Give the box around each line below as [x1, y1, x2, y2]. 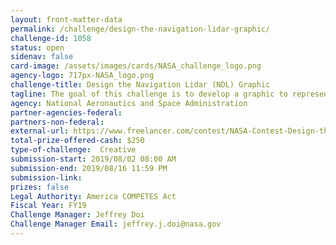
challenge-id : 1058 [10, 33, 92, 43]
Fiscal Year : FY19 [10, 201, 87, 211]
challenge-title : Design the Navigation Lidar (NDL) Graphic [10, 80, 271, 90]
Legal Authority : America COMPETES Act [10, 191, 177, 201]
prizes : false [10, 182, 70, 192]
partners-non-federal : [10, 117, 105, 127]
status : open [10, 42, 65, 53]
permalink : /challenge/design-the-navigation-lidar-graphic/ [10, 24, 271, 34]
